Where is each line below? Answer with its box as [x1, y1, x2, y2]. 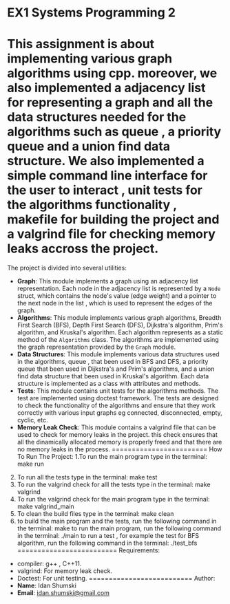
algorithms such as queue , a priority [7, 124, 222, 140]
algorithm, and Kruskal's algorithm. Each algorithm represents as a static [17, 328, 224, 336]
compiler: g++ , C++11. [17, 559, 82, 568]
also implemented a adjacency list [7, 80, 206, 96]
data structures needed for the [7, 109, 187, 125]
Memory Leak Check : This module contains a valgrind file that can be [17, 423, 216, 431]
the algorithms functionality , [7, 197, 177, 213]
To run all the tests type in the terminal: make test [17, 473, 158, 482]
